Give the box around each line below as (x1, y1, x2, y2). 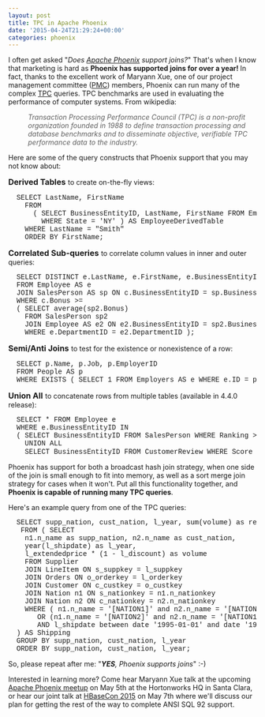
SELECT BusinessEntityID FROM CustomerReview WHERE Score (24, 448, 253, 456)
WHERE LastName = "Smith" (24, 225, 125, 234)
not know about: (8, 161, 62, 171)
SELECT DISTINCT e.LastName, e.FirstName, (16, 273, 183, 282)
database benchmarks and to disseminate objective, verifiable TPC (28, 130, 248, 139)
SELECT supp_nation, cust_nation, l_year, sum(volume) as (16, 518, 244, 527)
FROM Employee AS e (16, 281, 92, 290)
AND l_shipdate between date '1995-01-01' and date (36, 621, 241, 630)
